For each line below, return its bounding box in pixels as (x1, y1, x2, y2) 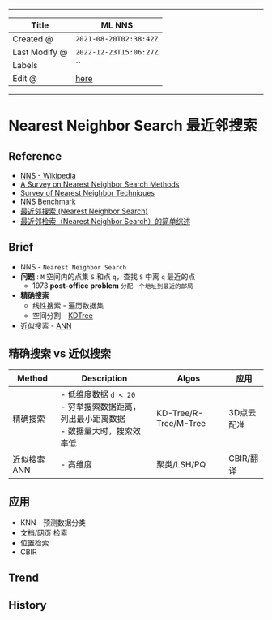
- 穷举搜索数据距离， (60, 401, 142, 412)
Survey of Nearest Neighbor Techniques (19, 188, 155, 197)
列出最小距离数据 (60, 413, 125, 424)
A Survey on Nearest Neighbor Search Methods (19, 179, 180, 189)
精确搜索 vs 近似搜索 (8, 347, 112, 361)
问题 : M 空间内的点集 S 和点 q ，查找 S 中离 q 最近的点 (19, 271, 196, 281)
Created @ (12, 33, 53, 45)
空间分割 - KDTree (32, 310, 93, 321)
